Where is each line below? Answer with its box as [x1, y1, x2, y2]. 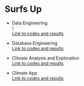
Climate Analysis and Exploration [11, 55, 80, 61]
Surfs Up [4, 3, 42, 15]
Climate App [11, 70, 38, 76]
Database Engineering [11, 40, 58, 46]
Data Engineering [11, 20, 48, 26]
